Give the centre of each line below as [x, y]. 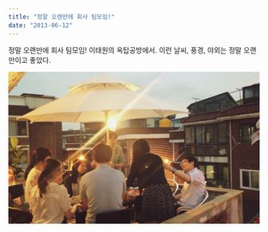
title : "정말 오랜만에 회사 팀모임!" [62, 17]
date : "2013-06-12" [41, 25]
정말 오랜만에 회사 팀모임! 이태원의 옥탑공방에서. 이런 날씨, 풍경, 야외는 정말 [125, 50]
